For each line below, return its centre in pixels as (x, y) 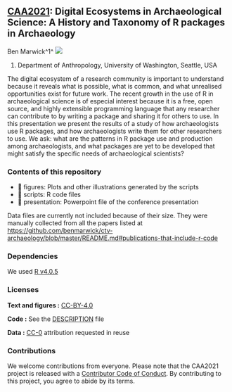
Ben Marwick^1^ (31, 51)
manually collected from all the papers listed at (75, 223)
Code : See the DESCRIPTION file (56, 319)
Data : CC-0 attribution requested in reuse (69, 332)
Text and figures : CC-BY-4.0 (50, 305)
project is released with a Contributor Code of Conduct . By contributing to (114, 373)
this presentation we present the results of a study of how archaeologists (113, 123)
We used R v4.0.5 (33, 272)
